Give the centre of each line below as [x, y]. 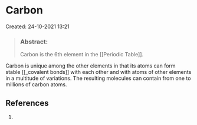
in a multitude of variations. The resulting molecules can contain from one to [98, 78]
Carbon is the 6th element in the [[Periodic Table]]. [82, 55]
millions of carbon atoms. [36, 85]
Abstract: [34, 42]
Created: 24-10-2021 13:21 [38, 26]
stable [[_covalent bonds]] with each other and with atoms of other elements [98, 72]
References [27, 103]
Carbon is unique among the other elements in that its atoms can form [91, 66]
